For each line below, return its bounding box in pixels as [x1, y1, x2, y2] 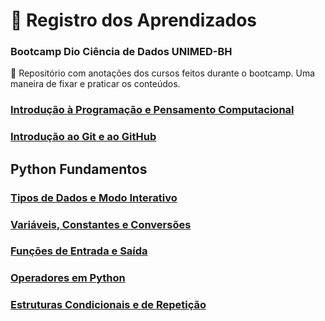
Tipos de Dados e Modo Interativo [10, 190, 178, 204]
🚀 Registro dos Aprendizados [10, 9, 258, 32]
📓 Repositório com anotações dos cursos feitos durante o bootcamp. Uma [10, 67, 316, 79]
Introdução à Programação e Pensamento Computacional [10, 103, 295, 117]
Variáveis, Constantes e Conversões [10, 217, 192, 231]
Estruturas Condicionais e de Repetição [10, 298, 207, 312]
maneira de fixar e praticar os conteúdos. [10, 78, 181, 90]
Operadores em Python [10, 271, 126, 285]
